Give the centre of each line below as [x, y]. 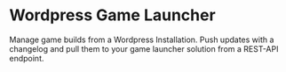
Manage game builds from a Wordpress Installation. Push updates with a [142, 40]
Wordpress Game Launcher [112, 15]
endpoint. [27, 58]
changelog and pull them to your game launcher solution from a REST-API [144, 48]
